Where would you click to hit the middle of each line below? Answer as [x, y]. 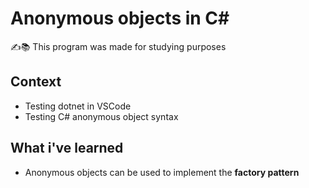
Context [36, 82]
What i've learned [67, 148]
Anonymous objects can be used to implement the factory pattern [162, 172]
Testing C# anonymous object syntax [101, 116]
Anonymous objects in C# [120, 18]
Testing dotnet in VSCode [78, 106]
